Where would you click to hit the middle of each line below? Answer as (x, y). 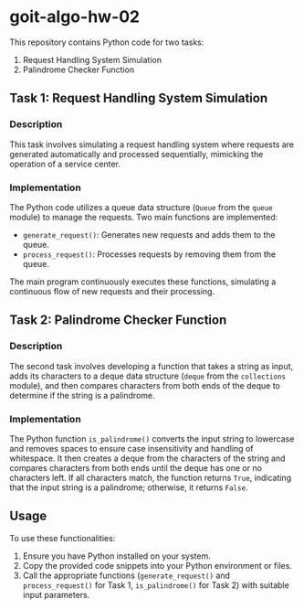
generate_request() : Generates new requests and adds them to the (149, 234)
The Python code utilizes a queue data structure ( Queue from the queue (142, 207)
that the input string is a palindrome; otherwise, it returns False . (129, 487)
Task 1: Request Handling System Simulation (138, 98)
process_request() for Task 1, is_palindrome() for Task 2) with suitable (156, 585)
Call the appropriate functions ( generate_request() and (126, 575)
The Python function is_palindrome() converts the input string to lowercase (152, 438)
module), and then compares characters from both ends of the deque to (145, 385)
